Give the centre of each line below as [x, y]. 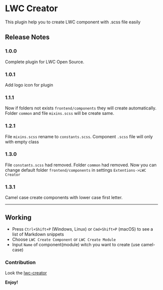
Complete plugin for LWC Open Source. [45, 62]
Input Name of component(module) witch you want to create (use [76, 244]
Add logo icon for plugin [29, 85]
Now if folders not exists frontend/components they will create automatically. [81, 108]
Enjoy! [12, 282]
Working [18, 217]
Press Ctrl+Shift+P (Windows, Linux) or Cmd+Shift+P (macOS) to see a [82, 229]
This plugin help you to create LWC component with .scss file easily [73, 22]
